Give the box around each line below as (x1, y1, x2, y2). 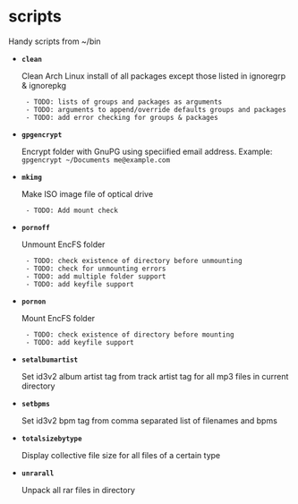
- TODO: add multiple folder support (25, 271, 166, 281)
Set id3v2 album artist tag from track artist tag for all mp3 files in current (21, 371, 289, 381)
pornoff (21, 223, 50, 232)
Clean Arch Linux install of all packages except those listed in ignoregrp (21, 70, 286, 81)
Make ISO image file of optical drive (21, 188, 154, 199)
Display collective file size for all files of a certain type (21, 449, 221, 460)
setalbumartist (21, 355, 79, 364)
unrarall (21, 468, 55, 478)
